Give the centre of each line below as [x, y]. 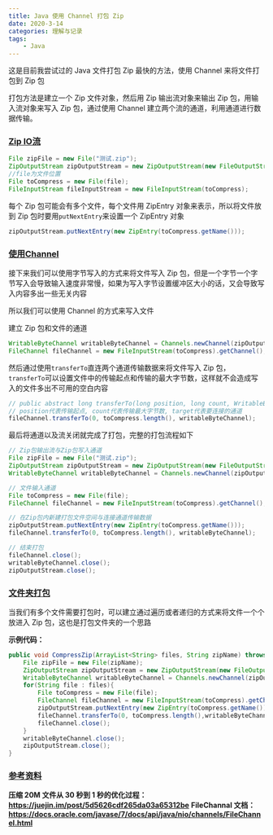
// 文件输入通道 [32, 488]
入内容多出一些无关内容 [48, 293]
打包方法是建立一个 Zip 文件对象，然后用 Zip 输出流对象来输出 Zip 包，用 [130, 98]
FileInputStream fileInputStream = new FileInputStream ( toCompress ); [129, 189]
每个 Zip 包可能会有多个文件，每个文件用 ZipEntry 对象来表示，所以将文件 [131, 205]
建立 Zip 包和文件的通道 [48, 327]
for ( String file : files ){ [69, 685]
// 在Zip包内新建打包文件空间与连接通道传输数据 [80, 518]
